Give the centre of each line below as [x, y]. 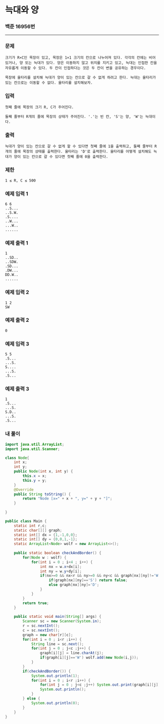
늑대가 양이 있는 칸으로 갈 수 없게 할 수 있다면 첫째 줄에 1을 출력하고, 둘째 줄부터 [79, 147]
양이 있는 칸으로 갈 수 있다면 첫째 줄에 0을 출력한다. [61, 157]
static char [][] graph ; [38, 530]
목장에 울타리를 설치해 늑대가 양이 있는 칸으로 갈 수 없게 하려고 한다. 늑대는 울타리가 [81, 77]
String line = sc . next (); [57, 644]
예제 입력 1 [17, 194]
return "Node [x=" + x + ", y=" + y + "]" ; [67, 499]
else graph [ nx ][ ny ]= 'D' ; [74, 585]
